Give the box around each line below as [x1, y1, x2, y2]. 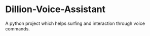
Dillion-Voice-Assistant [5, 4, 105, 15]
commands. [5, 25, 30, 31]
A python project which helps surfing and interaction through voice [5, 20, 145, 26]
